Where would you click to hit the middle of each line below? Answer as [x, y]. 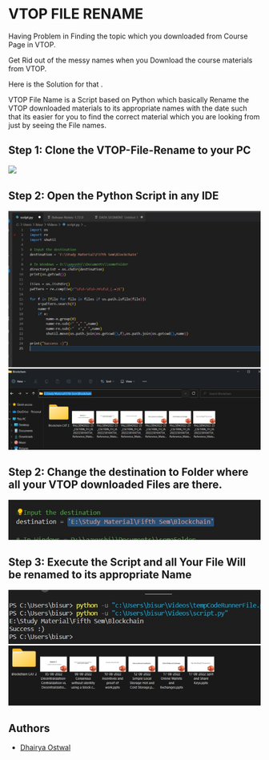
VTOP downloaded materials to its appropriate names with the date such [128, 108]
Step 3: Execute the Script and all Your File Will [127, 563]
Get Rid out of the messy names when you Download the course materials [130, 60]
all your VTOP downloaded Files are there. [115, 485]
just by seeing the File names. [57, 125]
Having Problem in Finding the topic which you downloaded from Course [128, 36]
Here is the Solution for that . [56, 84]
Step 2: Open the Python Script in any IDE [114, 196]
